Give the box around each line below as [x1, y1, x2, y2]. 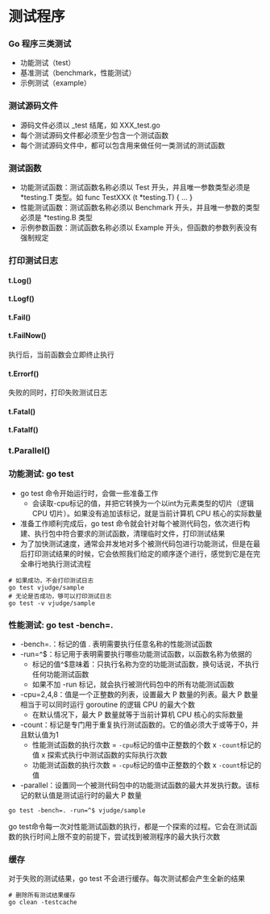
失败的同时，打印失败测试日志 [8, 388, 107, 398]
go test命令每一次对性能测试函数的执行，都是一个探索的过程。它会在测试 [8, 821, 251, 831]
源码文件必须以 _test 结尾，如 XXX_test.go [19, 120, 161, 130]
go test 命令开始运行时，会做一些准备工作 [19, 488, 159, 498]
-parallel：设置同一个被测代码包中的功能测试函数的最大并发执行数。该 [19, 780, 253, 790]
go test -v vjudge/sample [8, 599, 95, 607]
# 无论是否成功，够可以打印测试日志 [8, 592, 112, 600]
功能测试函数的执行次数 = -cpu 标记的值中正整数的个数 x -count [31, 760, 240, 770]
